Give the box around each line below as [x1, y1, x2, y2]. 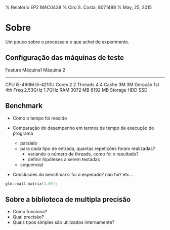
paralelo [20, 140, 37, 146]
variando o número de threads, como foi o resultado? [27, 150, 139, 157]
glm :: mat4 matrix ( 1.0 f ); [5, 181, 58, 186]
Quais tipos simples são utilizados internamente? [12, 219, 115, 225]
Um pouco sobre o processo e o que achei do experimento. [5, 39, 130, 45]
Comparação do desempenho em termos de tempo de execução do [12, 125, 154, 131]
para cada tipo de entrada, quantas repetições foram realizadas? [20, 145, 155, 151]
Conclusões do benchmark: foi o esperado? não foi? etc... [12, 171, 134, 177]
